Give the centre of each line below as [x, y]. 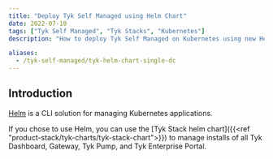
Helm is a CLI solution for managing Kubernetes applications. [110, 113]
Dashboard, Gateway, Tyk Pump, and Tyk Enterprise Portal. [108, 146]
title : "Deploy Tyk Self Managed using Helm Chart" [97, 16]
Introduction [41, 94]
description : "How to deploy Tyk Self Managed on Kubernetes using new [132, 39]
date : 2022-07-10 [38, 24]
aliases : [23, 54]
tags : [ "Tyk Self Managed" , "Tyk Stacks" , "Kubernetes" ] [107, 31]
